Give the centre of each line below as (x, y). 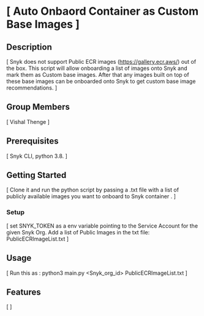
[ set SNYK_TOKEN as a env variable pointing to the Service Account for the (102, 226)
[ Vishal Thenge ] (28, 121)
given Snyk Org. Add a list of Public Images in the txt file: (78, 232)
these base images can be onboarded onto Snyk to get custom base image (101, 81)
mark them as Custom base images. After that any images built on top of (98, 75)
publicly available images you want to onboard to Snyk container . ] (91, 196)
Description (29, 47)
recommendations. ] (32, 88)
